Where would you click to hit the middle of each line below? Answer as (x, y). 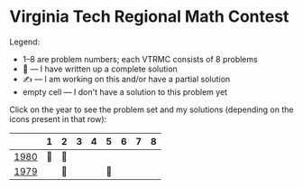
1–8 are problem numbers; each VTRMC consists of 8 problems (140, 59)
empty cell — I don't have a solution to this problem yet (125, 91)
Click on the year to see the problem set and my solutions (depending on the (151, 109)
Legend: (25, 42)
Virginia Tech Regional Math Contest (149, 17)
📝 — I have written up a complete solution (100, 69)
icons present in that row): (58, 118)
